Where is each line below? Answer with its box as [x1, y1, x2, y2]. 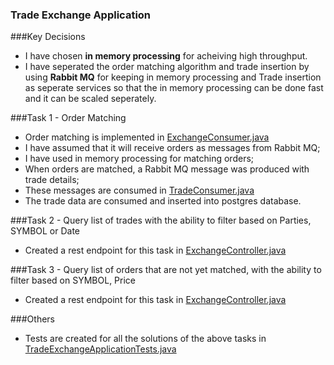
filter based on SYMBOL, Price [10, 274, 136, 287]
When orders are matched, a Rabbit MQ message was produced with [24, 163, 310, 175]
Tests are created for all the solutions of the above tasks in [24, 333, 267, 345]
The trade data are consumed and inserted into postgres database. [24, 195, 302, 207]
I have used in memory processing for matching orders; [24, 153, 255, 165]
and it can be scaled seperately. [24, 93, 157, 105]
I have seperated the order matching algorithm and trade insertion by [24, 61, 310, 73]
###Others [10, 313, 55, 325]
